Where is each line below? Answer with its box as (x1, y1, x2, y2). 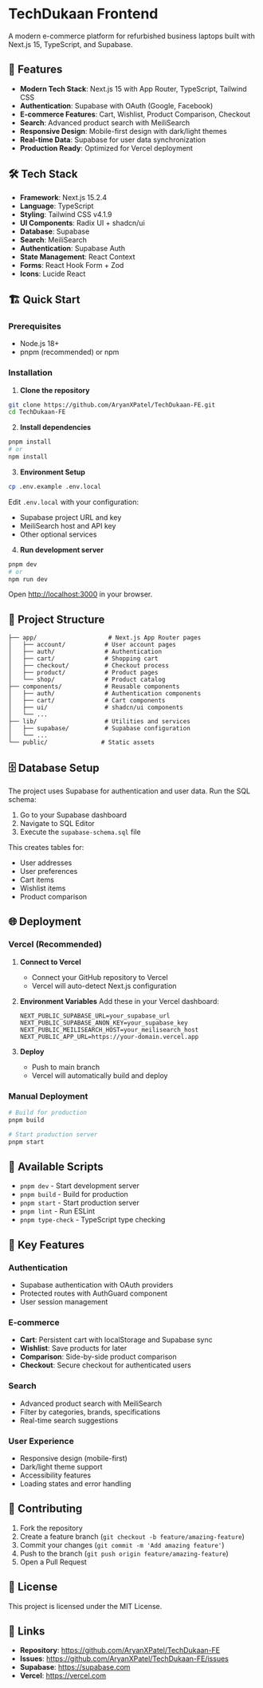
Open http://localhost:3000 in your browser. (8, 589, 153, 599)
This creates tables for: (8, 843, 84, 852)
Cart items (19, 875, 54, 885)
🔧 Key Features (8, 1237, 85, 1252)
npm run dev (8, 575, 48, 583)
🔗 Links (8, 1624, 45, 1638)
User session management (19, 1297, 108, 1307)
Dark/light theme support (19, 1462, 103, 1471)
